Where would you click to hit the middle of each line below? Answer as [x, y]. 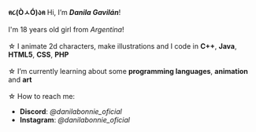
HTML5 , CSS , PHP [39, 55]
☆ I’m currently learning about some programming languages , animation [128, 71]
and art [20, 79]
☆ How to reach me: [42, 96]
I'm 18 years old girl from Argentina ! [66, 29]
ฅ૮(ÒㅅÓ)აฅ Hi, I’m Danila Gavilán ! [65, 12]
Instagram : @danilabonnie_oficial [74, 120]
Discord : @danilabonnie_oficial [70, 112]
